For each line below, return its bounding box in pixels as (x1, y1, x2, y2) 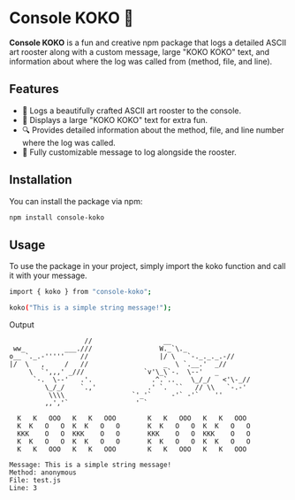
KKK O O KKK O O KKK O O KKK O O (17, 429, 251, 438)
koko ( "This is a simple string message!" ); (9, 304, 172, 312)
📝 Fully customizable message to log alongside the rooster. (21, 146, 237, 158)
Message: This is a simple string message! (9, 460, 172, 469)
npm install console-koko (9, 212, 104, 222)
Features (9, 81, 59, 96)
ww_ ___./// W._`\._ (12, 344, 188, 353)
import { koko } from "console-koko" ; (9, 288, 152, 296)
